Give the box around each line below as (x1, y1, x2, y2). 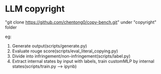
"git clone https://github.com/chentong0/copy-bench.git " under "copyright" (5, 19, 157, 25)
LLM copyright (5, 3, 65, 14)
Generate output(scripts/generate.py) (12, 43, 87, 49)
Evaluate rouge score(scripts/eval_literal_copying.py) (12, 48, 118, 54)
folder (5, 24, 17, 30)
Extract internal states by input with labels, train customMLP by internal (12, 58, 154, 64)
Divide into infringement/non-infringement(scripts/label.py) (12, 53, 131, 59)
